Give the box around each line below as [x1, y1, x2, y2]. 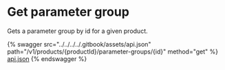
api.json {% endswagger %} [7, 54, 87, 62]
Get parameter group [7, 4, 129, 20]
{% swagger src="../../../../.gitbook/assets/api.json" [7, 40, 151, 48]
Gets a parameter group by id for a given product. [7, 27, 148, 35]
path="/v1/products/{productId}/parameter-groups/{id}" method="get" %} [7, 47, 219, 56]
